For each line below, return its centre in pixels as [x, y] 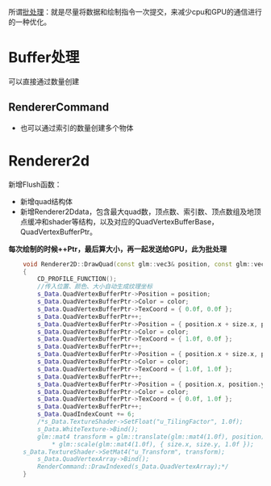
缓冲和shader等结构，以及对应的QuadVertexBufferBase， [123, 221]
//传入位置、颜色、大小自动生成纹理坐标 [95, 287]
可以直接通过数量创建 [44, 81]
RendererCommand [59, 107]
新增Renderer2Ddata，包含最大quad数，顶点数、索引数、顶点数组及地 [137, 212]
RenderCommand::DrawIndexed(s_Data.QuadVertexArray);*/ [133, 467]
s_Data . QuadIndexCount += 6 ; [86, 414]
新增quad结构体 [46, 201]
